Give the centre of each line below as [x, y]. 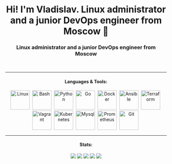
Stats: [86, 144]
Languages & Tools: [86, 82]
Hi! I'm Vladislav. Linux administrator [86, 10]
